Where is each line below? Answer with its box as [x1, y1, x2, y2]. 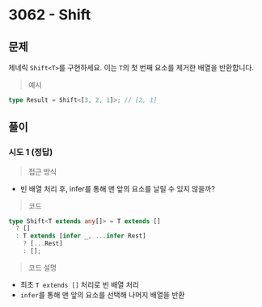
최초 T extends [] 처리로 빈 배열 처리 [19, 280, 140, 289]
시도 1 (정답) [8, 147, 53, 158]
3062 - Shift [8, 6, 91, 24]
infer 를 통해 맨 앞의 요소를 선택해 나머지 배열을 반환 [19, 289, 185, 300]
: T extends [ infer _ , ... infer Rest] [15, 232, 147, 240]
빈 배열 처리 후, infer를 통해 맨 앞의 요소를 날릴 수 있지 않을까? [19, 183, 216, 193]
